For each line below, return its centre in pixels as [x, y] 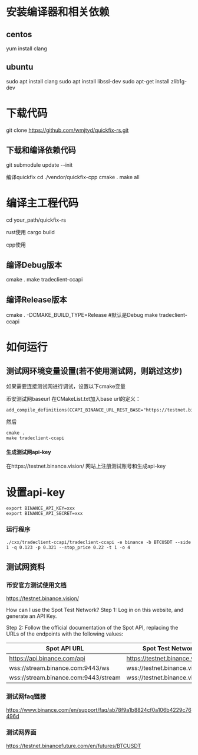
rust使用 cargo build [30, 232]
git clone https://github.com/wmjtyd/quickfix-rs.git [67, 130]
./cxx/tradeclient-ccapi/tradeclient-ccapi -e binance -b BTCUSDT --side [99, 542]
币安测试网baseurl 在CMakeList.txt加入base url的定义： [74, 399]
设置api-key [36, 492]
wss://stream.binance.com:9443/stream [65, 678]
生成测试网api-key [29, 452]
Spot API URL [65, 649]
